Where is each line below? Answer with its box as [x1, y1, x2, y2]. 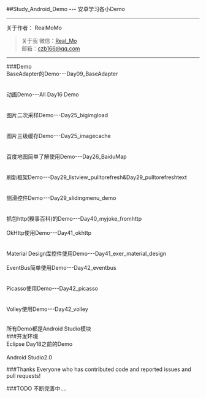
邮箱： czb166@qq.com [21, 45, 80, 52]
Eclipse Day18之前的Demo [6, 340, 73, 348]
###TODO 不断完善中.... [6, 385, 67, 392]
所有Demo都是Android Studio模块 [6, 325, 91, 332]
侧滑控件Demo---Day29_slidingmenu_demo [6, 194, 116, 201]
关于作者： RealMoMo [6, 24, 63, 31]
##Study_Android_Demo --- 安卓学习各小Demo [6, 6, 126, 12]
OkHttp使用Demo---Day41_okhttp [6, 229, 92, 236]
